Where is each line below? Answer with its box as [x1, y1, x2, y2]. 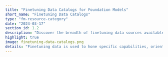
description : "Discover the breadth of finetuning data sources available [5, 30, 164, 35]
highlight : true [5, 35, 39, 40]
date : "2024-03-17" [5, 21, 46, 26]
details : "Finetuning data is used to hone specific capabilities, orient [5, 44, 164, 49]
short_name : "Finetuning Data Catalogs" [5, 12, 91, 17]
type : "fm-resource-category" [5, 16, 68, 21]
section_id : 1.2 [5, 26, 39, 31]
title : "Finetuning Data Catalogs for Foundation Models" [5, 7, 128, 12]
